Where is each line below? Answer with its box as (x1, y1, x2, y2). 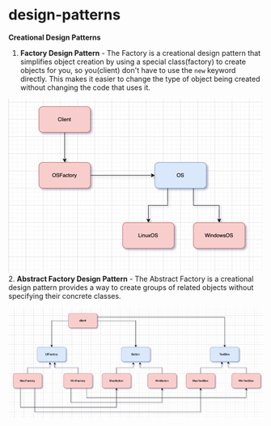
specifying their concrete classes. (8, 291, 121, 300)
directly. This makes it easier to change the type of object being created (19, 74, 260, 83)
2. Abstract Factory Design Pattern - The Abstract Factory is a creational (8, 274, 254, 283)
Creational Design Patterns (8, 32, 101, 42)
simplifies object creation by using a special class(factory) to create (19, 57, 247, 66)
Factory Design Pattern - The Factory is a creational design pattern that (19, 48, 261, 58)
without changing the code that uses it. (19, 83, 151, 92)
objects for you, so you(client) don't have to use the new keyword (19, 65, 236, 75)
